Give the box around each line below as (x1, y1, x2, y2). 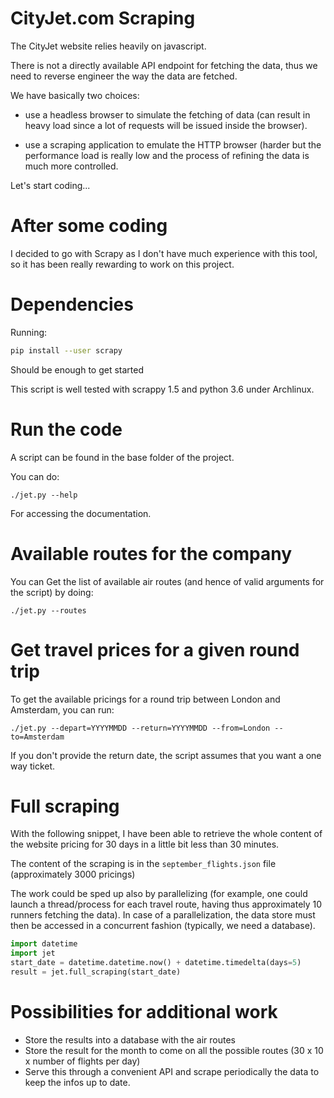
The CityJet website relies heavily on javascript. (10, 40, 207, 52)
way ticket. (10, 760, 56, 772)
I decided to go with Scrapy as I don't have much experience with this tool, (10, 247, 318, 259)
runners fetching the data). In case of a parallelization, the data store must (10, 909, 316, 921)
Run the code (10, 418, 123, 441)
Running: (10, 326, 48, 338)
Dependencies (10, 293, 134, 316)
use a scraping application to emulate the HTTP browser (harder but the (24, 138, 322, 151)
